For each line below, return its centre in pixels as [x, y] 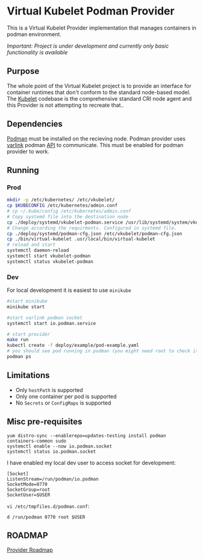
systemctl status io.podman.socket [52, 451]
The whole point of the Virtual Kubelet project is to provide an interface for [99, 86]
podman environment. [34, 34]
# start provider [29, 334]
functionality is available [37, 52]
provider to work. [28, 151]
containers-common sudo [37, 441]
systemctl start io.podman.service [52, 323]
